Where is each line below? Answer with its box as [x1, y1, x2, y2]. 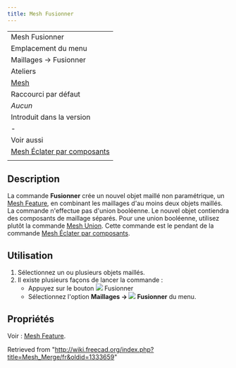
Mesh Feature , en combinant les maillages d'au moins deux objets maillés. [7, 199, 223, 208]
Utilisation [7, 250, 54, 262]
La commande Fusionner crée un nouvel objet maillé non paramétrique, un [7, 192, 225, 200]
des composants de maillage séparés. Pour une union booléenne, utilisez [7, 214, 220, 223]
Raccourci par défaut [11, 89, 81, 99]
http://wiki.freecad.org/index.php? [54, 345, 154, 354]
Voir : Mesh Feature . [7, 332, 66, 341]
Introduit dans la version [11, 112, 91, 122]
